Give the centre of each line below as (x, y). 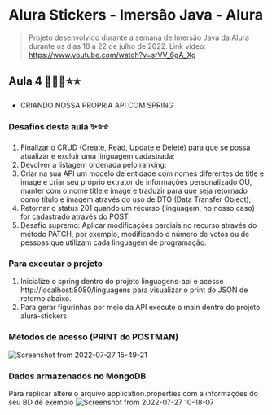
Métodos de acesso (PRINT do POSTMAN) (94, 337)
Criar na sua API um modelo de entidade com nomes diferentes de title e (142, 173)
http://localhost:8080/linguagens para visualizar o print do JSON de (134, 290)
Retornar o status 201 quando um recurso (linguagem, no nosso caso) (137, 208)
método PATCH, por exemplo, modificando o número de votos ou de (135, 234)
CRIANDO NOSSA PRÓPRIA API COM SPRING (97, 105)
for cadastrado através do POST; (75, 216)
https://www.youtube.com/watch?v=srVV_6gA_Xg (112, 55)
